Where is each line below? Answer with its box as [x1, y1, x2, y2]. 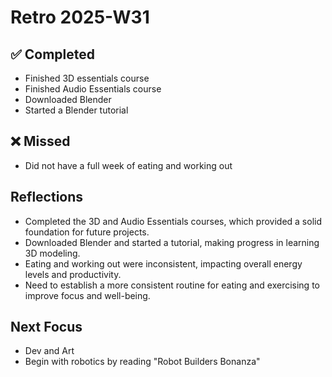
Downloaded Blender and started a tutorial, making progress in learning [24, 236, 320, 248]
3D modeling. [24, 247, 81, 259]
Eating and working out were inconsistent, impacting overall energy [24, 257, 303, 270]
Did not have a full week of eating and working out [24, 159, 233, 171]
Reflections [10, 189, 84, 206]
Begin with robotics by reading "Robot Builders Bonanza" [24, 356, 261, 368]
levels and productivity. [24, 268, 122, 280]
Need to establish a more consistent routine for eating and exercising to [24, 279, 320, 291]
